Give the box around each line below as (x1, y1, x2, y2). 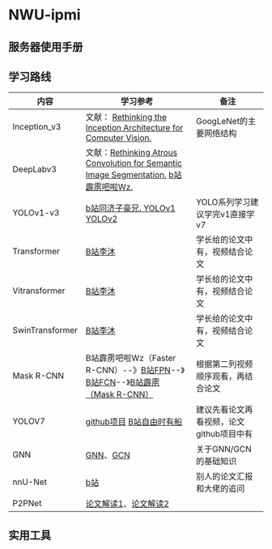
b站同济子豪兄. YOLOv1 (85, 202, 176, 214)
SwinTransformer (12, 325, 79, 336)
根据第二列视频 (195, 359, 253, 370)
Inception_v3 (12, 121, 62, 133)
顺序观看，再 (195, 371, 245, 382)
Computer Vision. (85, 132, 152, 143)
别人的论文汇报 (195, 471, 253, 483)
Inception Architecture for (85, 122, 184, 134)
